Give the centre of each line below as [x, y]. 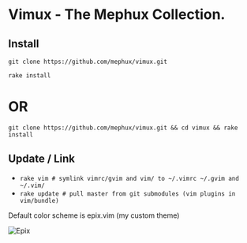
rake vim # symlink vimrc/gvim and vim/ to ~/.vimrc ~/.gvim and [129, 178]
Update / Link [41, 159]
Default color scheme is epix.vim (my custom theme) [94, 215]
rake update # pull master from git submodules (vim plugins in [127, 194]
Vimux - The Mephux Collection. [117, 15]
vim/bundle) [39, 200]
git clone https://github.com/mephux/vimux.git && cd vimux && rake [123, 128]
